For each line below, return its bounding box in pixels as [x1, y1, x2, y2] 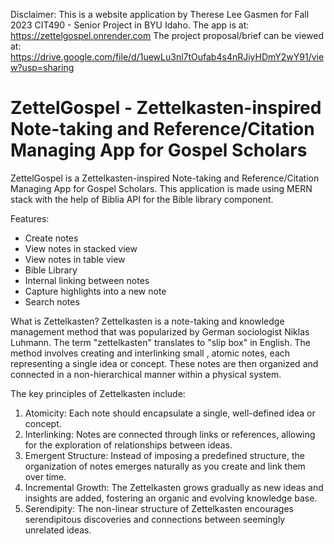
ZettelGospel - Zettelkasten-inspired [10, 97, 322, 119]
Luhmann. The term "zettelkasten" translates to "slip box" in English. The [10, 336, 311, 348]
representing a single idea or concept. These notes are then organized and [10, 357, 319, 369]
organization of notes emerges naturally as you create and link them [24, 460, 306, 472]
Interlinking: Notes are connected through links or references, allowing [24, 428, 316, 440]
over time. [24, 470, 67, 483]
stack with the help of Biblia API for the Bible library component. [10, 193, 274, 205]
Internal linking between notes [24, 274, 150, 286]
